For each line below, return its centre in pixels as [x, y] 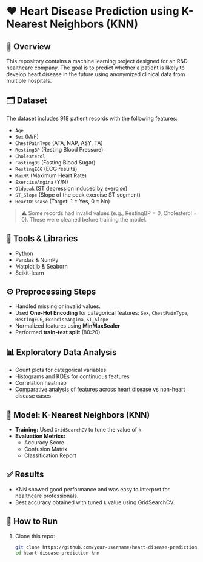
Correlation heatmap [41, 383]
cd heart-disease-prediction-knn [57, 553]
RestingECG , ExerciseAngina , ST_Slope [62, 319]
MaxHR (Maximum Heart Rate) [51, 175]
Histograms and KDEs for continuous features [72, 376]
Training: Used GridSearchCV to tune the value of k [78, 430]
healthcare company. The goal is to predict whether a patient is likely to [95, 68]
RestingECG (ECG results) [46, 169]
